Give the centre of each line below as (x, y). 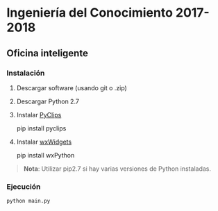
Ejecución (24, 187)
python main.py (28, 201)
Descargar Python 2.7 (48, 101)
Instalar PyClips (39, 115)
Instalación (26, 73)
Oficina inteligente (47, 53)
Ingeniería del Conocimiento (90, 13)
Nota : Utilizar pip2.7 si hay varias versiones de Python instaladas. (117, 169)
